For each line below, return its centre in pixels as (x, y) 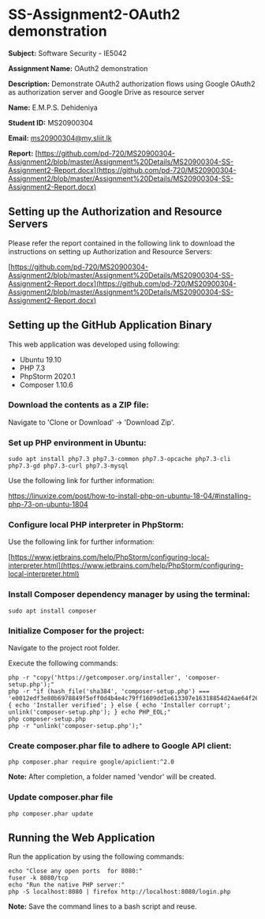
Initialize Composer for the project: (76, 631)
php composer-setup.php (47, 719)
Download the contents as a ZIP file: (78, 405)
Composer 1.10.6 (46, 384)
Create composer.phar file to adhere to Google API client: (120, 745)
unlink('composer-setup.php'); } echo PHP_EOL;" (90, 712)
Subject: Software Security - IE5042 (68, 53)
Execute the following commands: (63, 663)
